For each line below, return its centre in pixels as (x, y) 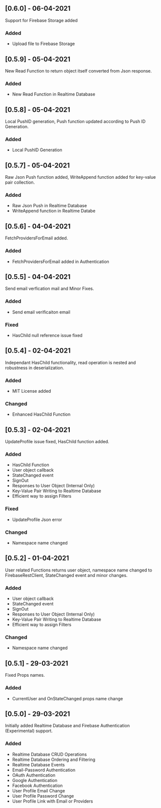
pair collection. (20, 182)
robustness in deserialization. (35, 368)
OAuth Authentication (34, 775)
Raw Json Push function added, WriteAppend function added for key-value (80, 177)
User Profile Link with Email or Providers (52, 801)
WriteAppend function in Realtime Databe (54, 211)
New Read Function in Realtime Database (54, 94)
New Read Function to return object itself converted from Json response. (79, 71)
